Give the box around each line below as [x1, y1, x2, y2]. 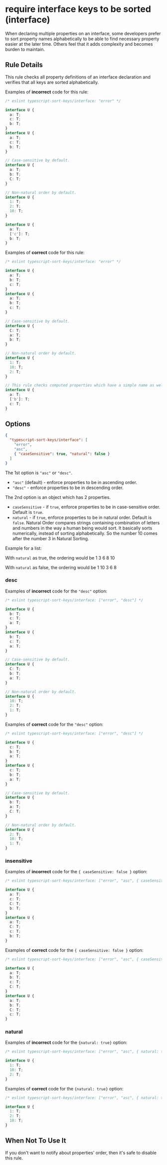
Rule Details [5, 61, 43, 69]
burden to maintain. [5, 46, 45, 52]
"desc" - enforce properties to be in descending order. [12, 485, 124, 491]
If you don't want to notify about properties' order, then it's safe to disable [5, 1150, 157, 1156]
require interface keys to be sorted [5, 3, 152, 15]
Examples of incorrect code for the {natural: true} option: [5, 1040, 128, 1046]
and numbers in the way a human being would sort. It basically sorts [12, 525, 153, 531]
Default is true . [12, 509, 44, 515]
